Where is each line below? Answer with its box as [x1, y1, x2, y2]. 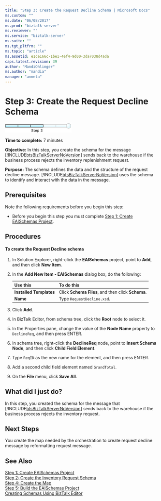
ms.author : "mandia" [5, 69, 47, 74]
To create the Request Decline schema [5, 246, 84, 252]
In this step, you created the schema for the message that [5, 401, 120, 406]
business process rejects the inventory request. [5, 411, 100, 417]
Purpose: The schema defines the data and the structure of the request [5, 167, 148, 172]
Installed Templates [14, 289, 55, 295]
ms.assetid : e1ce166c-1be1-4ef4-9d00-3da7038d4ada [5, 54, 109, 59]
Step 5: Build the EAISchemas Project [5, 485, 80, 491]
